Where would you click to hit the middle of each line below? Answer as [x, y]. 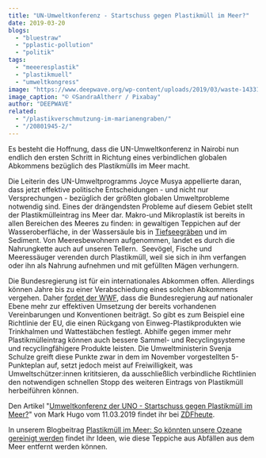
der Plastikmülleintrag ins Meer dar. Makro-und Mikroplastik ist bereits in [127, 214]
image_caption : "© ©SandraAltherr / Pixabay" [84, 97]
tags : [17, 60]
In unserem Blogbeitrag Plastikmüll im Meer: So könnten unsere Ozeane [125, 429]
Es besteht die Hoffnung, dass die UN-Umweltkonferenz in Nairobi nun [123, 148]
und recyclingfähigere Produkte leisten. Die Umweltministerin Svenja [120, 348]
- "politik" [35, 52]
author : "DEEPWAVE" [40, 104]
